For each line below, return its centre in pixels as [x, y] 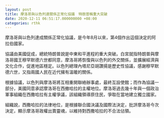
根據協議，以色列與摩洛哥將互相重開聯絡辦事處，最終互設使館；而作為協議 [80, 83]
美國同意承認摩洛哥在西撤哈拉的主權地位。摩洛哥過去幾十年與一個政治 [88, 88]
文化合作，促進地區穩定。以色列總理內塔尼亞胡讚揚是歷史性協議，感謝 [76, 66]
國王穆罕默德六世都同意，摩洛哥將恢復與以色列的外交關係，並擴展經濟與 [86, 60]
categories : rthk [23, 23]
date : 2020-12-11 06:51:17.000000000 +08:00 [51, 18]
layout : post [18, 9]
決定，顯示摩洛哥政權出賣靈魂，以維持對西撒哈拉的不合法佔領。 [69, 111]
